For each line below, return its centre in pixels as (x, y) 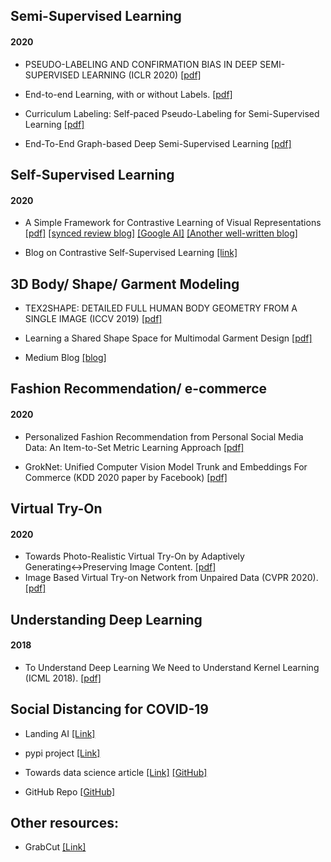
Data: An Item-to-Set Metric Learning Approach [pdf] (134, 447)
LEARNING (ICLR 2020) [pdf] (141, 75)
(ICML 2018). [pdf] (63, 678)
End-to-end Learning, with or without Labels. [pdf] (128, 94)
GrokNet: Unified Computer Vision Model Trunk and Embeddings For (166, 466)
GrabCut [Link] (55, 847)
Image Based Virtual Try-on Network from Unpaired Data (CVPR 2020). (171, 578)
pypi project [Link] (62, 753)
